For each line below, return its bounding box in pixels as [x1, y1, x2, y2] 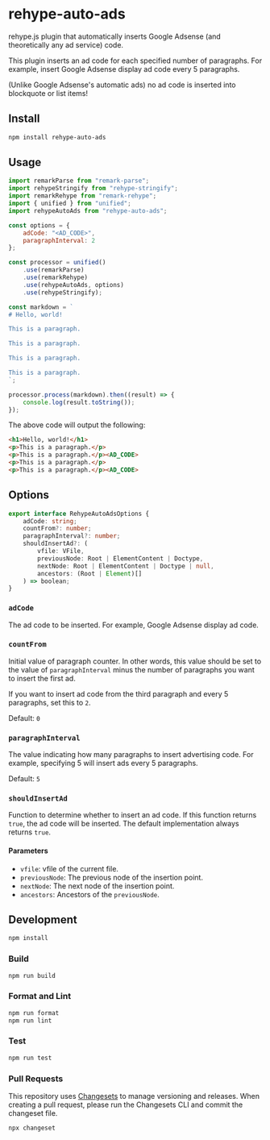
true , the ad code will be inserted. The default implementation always [8, 819, 239, 829]
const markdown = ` [8, 303, 74, 311]
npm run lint [8, 1017, 52, 1025]
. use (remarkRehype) [23, 273, 89, 282]
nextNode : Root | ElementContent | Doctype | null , [37, 562, 215, 570]
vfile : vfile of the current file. [19, 863, 119, 873]
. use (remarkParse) [23, 266, 85, 274]
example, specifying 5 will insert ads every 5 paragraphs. [8, 759, 199, 768]
